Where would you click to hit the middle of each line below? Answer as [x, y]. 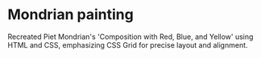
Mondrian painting [70, 15]
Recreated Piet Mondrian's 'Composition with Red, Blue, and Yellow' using [130, 37]
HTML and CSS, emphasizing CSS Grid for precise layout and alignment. [128, 44]
